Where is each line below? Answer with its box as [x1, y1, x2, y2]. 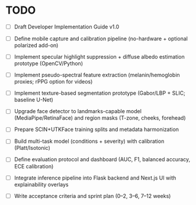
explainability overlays [14, 181, 69, 188]
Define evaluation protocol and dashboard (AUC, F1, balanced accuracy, [14, 156, 191, 163]
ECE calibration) [14, 162, 54, 169]
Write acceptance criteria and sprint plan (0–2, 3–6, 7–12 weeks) [14, 192, 171, 199]
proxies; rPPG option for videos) [14, 78, 93, 85]
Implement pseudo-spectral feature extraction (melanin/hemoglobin [14, 72, 180, 79]
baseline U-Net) [14, 96, 54, 104]
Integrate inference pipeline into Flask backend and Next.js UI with [14, 174, 176, 181]
